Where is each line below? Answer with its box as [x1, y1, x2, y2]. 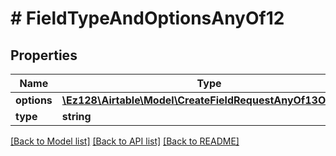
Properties [10, 47, 78, 64]
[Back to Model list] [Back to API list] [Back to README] [10, 135, 240, 147]
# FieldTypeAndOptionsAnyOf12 [10, 7, 285, 30]
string [61, 110, 92, 123]
